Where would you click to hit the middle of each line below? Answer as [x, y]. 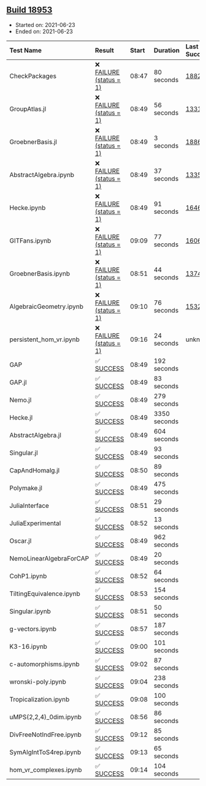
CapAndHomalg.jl [35, 470]
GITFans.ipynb [30, 240]
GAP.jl [18, 382]
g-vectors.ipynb [33, 629]
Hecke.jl [21, 417]
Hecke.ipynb [28, 208]
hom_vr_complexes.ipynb [46, 769]
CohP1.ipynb [28, 576]
